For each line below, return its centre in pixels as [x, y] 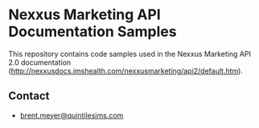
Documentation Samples [92, 32]
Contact [29, 96]
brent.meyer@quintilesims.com [72, 115]
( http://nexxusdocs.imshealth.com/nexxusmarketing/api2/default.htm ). [126, 70]
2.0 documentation [40, 62]
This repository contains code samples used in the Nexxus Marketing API [130, 54]
